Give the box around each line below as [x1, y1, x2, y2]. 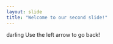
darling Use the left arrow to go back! [6, 31, 101, 38]
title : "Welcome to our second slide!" [6, 14, 108, 20]
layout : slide [6, 8, 43, 15]
